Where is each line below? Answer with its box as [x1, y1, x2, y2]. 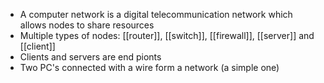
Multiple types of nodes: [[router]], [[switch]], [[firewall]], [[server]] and [19, 30, 315, 41]
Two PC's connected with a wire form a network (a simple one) [19, 62, 280, 73]
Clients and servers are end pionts [19, 51, 162, 63]
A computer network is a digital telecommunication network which [19, 9, 293, 20]
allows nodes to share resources [19, 19, 155, 31]
